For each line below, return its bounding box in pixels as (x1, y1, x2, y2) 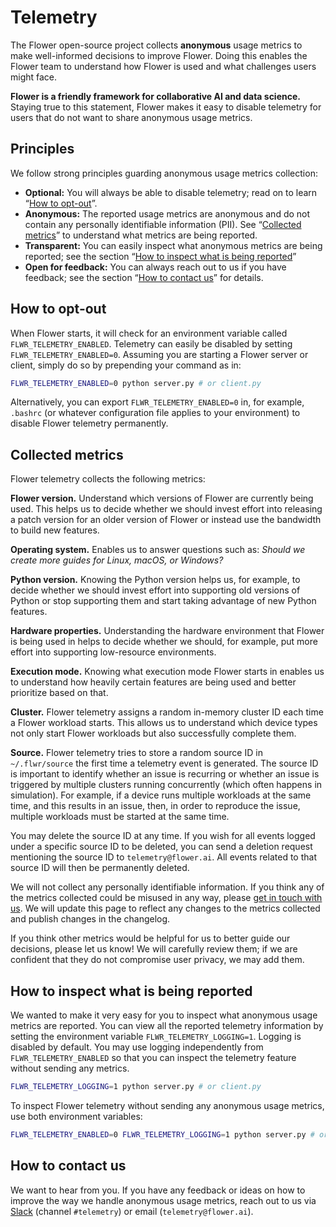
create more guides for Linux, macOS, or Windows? (10, 554, 224, 566)
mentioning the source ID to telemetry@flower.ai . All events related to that (10, 851, 317, 863)
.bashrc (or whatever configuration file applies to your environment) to (10, 407, 301, 419)
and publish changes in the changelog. (10, 913, 171, 925)
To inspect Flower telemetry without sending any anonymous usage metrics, (10, 1099, 325, 1111)
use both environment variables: (10, 1110, 143, 1122)
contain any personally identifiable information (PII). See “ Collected (24, 218, 302, 230)
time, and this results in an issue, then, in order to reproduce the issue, (10, 800, 301, 812)
